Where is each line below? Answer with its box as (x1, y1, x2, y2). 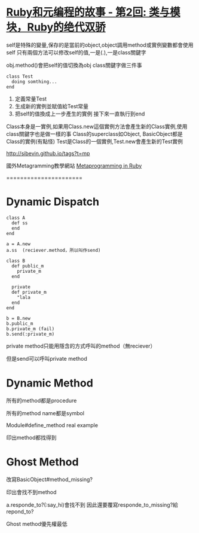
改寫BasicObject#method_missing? (6, 476, 93, 483)
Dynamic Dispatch (6, 195, 100, 209)
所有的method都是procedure (6, 397, 77, 404)
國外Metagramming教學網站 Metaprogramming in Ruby (6, 162, 142, 169)
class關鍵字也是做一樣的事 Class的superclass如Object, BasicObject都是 (6, 130, 183, 138)
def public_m (11, 263, 44, 269)
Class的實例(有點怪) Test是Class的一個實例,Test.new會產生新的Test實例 (6, 138, 183, 145)
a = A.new (6, 240, 31, 247)
